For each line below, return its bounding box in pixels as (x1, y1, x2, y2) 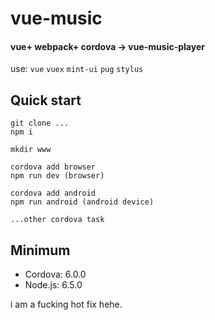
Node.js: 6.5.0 (24, 279, 83, 291)
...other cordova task (10, 215, 105, 225)
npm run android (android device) (10, 197, 155, 207)
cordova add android (10, 188, 97, 199)
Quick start (10, 92, 82, 109)
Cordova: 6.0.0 (24, 268, 87, 281)
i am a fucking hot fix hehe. (10, 298, 123, 311)
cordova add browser (10, 162, 97, 172)
